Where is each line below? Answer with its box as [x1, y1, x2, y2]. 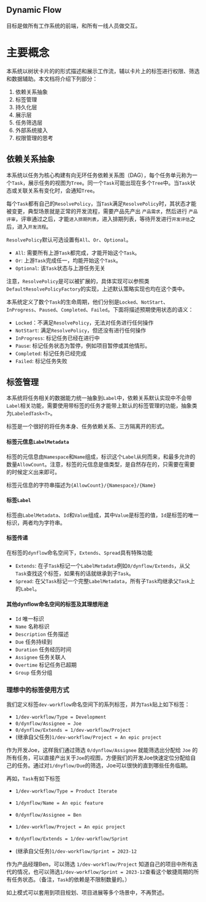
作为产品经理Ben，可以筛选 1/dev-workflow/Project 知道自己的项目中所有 [6, 860, 193, 868]
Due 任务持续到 [15, 638, 53, 646]
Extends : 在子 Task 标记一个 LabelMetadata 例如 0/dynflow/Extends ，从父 [15, 562, 191, 569]
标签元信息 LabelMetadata [6, 437, 69, 445]
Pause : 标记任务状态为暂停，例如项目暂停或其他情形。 [15, 342, 151, 349]
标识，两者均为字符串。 [6, 519, 66, 526]
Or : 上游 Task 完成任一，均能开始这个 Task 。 [15, 256, 121, 264]
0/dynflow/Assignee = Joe [15, 721, 82, 727]
